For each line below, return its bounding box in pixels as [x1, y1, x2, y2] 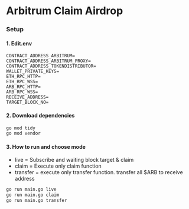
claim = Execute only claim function [14, 162, 102, 169]
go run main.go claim [6, 192, 60, 198]
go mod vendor [6, 130, 41, 136]
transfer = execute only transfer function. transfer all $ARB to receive [14, 169, 183, 176]
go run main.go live [6, 187, 57, 192]
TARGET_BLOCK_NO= [6, 99, 49, 106]
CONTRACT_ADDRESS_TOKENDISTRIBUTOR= [6, 63, 96, 69]
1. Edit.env [6, 40, 32, 47]
